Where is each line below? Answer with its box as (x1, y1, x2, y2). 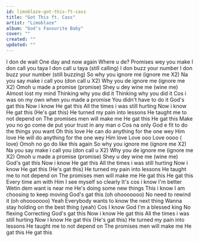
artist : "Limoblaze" (6, 20, 58, 26)
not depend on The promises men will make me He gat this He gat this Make (6, 115, 193, 122)
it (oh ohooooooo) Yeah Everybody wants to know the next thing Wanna (6, 197, 182, 204)
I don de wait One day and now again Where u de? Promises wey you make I (6, 58, 194, 65)
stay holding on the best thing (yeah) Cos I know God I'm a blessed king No (6, 203, 191, 210)
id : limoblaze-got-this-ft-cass (6, 8, 86, 15)
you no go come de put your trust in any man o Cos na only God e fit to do (6, 121, 188, 128)
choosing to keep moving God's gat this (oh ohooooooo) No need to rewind (6, 191, 191, 198)
